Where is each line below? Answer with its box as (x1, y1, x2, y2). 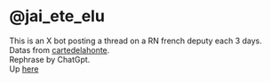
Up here (9, 64, 39, 74)
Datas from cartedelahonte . (9, 44, 110, 55)
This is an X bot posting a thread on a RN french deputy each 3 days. (9, 35, 262, 46)
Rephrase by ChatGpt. (9, 54, 91, 64)
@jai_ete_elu (9, 6, 105, 26)
